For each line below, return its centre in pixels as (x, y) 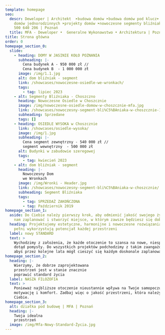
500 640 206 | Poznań (36, 28)
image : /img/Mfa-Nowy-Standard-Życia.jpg (53, 325)
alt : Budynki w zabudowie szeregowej (57, 151)
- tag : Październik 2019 (48, 206)
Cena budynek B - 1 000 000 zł (56, 69)
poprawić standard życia (39, 275)
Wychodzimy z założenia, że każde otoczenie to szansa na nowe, (81, 243)
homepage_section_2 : (26, 256)
